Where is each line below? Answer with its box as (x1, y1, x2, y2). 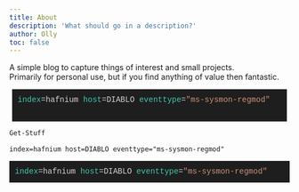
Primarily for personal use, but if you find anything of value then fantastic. (9, 72, 280, 83)
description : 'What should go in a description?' (9, 21, 198, 30)
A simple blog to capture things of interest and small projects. (9, 62, 235, 73)
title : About (9, 12, 58, 22)
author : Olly (9, 29, 58, 38)
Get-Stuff (9, 129, 46, 138)
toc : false (9, 37, 50, 47)
